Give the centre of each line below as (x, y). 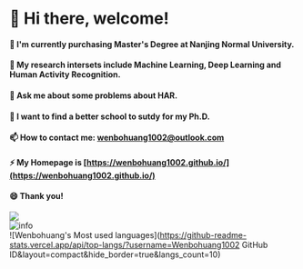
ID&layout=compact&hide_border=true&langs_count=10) (115, 254)
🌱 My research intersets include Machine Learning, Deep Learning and (146, 65)
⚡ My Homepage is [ (48, 162)
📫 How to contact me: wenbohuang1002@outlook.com (117, 138)
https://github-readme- (203, 234)
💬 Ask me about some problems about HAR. (94, 95)
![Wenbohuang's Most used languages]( (85, 234)
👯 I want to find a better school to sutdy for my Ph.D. (110, 116)
